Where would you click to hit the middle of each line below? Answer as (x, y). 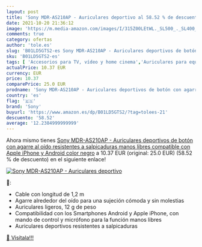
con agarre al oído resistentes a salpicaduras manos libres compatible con (98, 147)
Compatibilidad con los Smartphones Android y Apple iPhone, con (97, 213)
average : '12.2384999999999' (43, 123)
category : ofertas (29, 40)
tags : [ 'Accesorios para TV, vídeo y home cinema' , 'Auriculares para (96, 62)
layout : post (23, 12)
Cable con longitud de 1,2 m (50, 194)
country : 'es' (24, 95)
